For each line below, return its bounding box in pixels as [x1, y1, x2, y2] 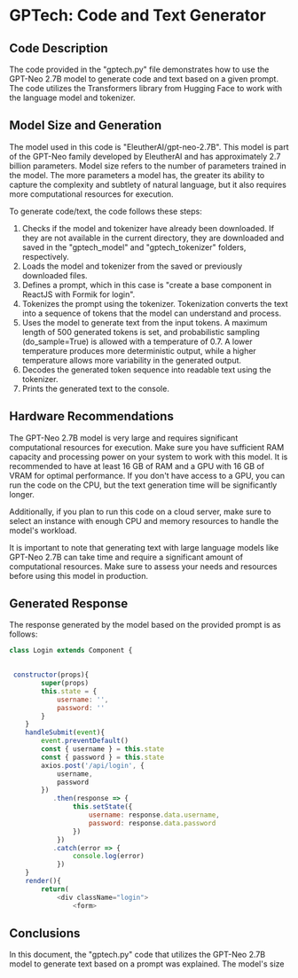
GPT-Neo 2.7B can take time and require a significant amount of [9, 552, 244, 562]
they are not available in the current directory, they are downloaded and [21, 232, 285, 243]
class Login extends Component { [9, 646, 133, 655]
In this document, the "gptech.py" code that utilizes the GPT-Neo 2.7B [9, 950, 266, 960]
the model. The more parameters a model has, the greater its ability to [9, 169, 265, 180]
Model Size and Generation [9, 118, 162, 133]
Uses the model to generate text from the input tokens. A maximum [21, 317, 268, 328]
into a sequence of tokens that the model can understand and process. [21, 308, 282, 318]
